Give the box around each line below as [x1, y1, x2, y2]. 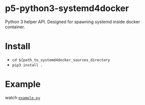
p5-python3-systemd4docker [5, 3, 129, 14]
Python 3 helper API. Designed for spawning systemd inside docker [5, 19, 140, 25]
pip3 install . [12, 63, 43, 67]
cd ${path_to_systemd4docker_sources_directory [12, 57, 110, 63]
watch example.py [5, 94, 40, 100]
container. [5, 24, 25, 29]
